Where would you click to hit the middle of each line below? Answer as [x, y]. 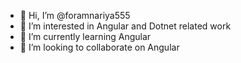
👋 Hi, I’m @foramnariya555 [75, 15]
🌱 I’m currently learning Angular [85, 36]
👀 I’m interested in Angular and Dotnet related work [125, 26]
